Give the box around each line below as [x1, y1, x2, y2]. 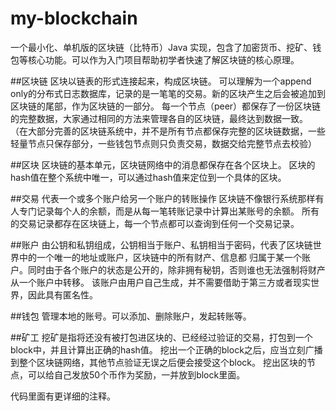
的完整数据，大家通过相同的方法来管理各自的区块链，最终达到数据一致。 [10, 112, 308, 124]
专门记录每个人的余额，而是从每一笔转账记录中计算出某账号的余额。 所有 [18, 205, 320, 217]
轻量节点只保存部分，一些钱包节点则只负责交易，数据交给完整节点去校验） [10, 137, 317, 149]
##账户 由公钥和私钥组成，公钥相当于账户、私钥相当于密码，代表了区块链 [10, 238, 313, 251]
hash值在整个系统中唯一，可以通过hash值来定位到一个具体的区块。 [10, 171, 287, 183]
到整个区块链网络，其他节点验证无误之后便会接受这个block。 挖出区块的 [10, 356, 307, 368]
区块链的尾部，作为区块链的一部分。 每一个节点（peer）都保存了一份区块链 [10, 100, 322, 112]
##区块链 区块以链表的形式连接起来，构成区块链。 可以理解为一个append [10, 75, 312, 87]
